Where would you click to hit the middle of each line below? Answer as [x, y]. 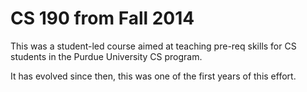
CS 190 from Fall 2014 [102, 18]
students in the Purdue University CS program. [106, 56]
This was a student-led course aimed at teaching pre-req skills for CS [153, 46]
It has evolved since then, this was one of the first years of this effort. [153, 76]
